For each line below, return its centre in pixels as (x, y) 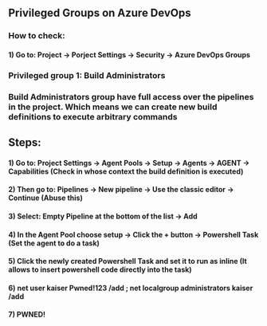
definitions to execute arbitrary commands (93, 116)
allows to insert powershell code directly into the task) (100, 269)
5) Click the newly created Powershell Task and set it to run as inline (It (128, 261)
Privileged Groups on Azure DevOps (100, 13)
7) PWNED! (27, 315)
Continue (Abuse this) (46, 198)
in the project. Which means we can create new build (113, 107)
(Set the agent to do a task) (54, 243)
